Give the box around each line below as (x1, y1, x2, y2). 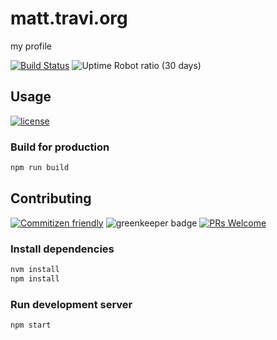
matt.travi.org (10, 7, 128, 30)
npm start (10, 320, 52, 331)
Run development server (10, 297, 133, 311)
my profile (10, 40, 52, 52)
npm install (10, 273, 60, 284)
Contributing (10, 190, 92, 207)
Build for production (10, 140, 110, 154)
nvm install (10, 265, 60, 275)
